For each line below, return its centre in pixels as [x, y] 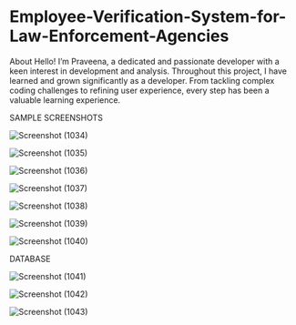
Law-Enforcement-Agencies [119, 36]
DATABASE [30, 259]
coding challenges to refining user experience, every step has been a [140, 90]
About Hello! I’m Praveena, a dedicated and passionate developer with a [144, 61]
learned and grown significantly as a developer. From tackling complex [142, 80]
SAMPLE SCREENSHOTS [56, 117]
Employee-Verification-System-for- [148, 17]
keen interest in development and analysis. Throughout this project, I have [148, 71]
